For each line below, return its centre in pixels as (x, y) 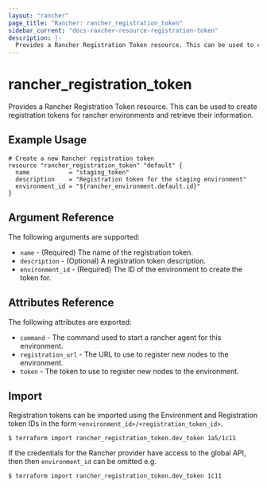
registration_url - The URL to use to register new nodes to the (124, 354)
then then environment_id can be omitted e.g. (83, 462)
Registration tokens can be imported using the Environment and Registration (133, 416)
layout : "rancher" (39, 16)
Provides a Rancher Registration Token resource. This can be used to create (133, 107)
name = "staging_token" (72, 172)
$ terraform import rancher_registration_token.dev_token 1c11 (115, 476)
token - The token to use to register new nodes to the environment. (130, 371)
